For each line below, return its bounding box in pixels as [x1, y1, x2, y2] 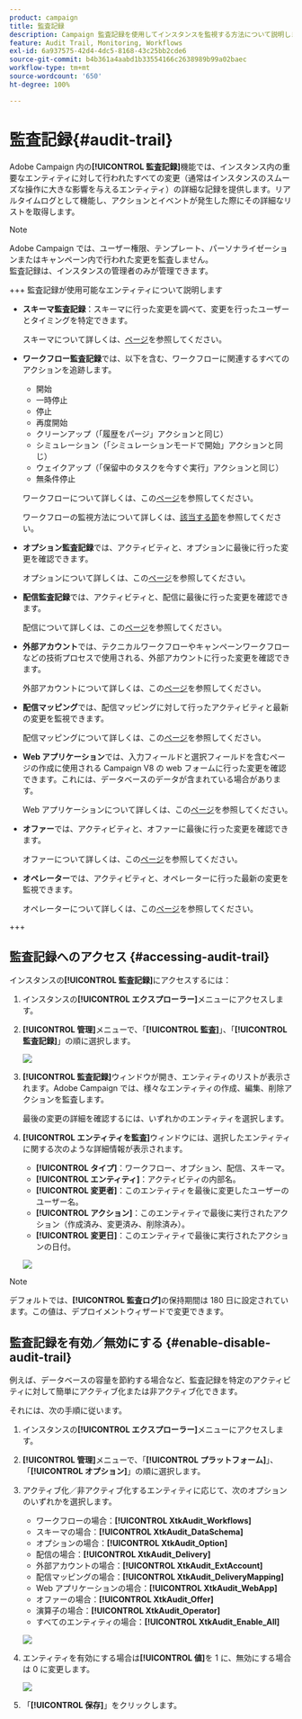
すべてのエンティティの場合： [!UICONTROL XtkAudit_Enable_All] [35, 1616, 280, 1627]
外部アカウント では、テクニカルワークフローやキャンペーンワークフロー [22, 641, 290, 652]
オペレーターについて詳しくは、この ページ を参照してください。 [22, 903, 259, 913]
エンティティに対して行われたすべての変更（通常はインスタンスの [24, 172, 267, 183]
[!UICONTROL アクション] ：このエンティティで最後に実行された [35, 1208, 274, 1219]
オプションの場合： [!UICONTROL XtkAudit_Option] [35, 1538, 227, 1549]
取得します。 [32, 206, 80, 217]
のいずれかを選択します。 [22, 1496, 117, 1507]
